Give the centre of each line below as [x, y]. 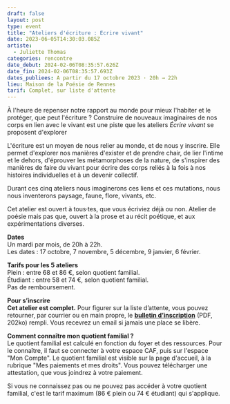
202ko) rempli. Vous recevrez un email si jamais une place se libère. [104, 323]
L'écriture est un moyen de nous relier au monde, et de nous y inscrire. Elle [114, 146]
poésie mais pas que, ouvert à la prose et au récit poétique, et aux [101, 217]
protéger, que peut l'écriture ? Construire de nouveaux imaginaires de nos [112, 117]
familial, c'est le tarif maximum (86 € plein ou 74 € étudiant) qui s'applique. [114, 394]
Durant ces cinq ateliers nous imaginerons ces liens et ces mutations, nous [114, 189]
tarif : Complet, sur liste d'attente [61, 90]
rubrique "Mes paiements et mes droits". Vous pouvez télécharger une [107, 365]
